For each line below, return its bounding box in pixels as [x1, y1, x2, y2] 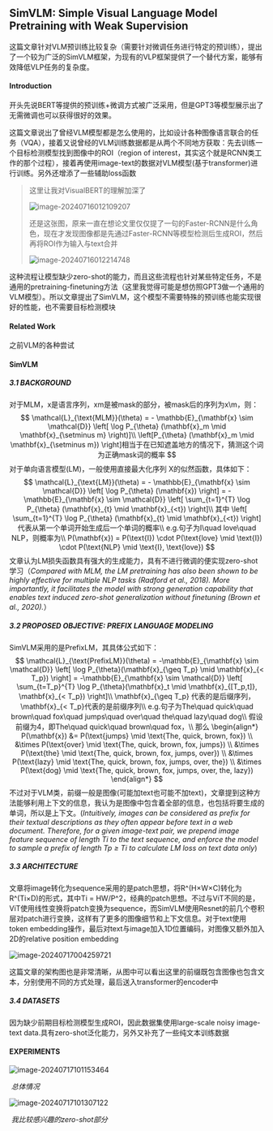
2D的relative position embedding [9, 934, 119, 943]
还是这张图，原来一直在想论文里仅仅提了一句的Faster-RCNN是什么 [28, 218, 252, 228]
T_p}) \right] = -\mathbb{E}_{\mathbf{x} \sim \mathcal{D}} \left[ [31, 673, 243, 683]
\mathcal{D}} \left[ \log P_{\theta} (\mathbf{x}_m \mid [48, 421, 226, 431]
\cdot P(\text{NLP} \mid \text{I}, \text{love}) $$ [58, 542, 215, 551]
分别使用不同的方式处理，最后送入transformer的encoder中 [23, 977, 219, 986]
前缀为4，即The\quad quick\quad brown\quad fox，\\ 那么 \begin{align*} [15, 722, 258, 732]
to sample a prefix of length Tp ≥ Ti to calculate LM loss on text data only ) [9, 843, 258, 853]
